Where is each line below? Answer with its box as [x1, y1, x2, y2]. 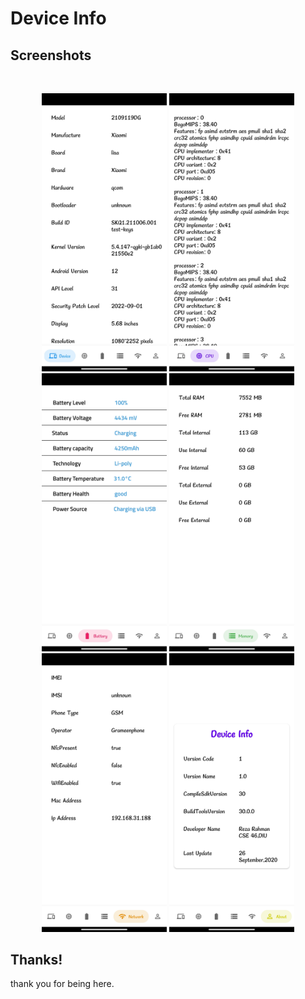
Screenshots [10, 47, 92, 64]
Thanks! [10, 952, 63, 968]
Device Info [10, 7, 107, 30]
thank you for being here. [10, 978, 115, 990]
